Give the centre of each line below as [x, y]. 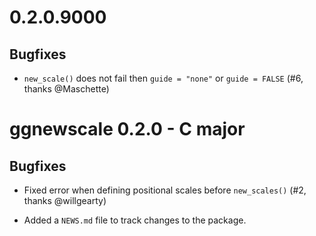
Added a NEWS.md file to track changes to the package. [135, 220]
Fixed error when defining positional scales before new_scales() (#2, [165, 190]
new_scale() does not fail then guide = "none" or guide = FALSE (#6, [163, 78]
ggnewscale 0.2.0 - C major [127, 129]
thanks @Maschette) [66, 89]
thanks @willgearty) [65, 200]
